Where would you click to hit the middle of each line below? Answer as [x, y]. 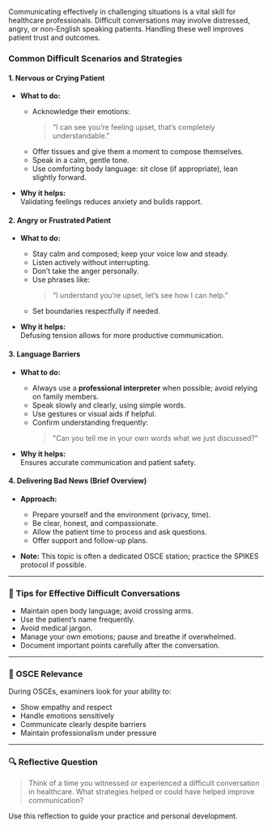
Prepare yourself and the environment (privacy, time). [121, 515]
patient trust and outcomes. [55, 37]
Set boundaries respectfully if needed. [96, 311]
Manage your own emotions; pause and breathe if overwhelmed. [128, 637]
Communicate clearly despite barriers [83, 724]
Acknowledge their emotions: [81, 112]
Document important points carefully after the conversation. [120, 645]
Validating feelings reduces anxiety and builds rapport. [111, 202]
